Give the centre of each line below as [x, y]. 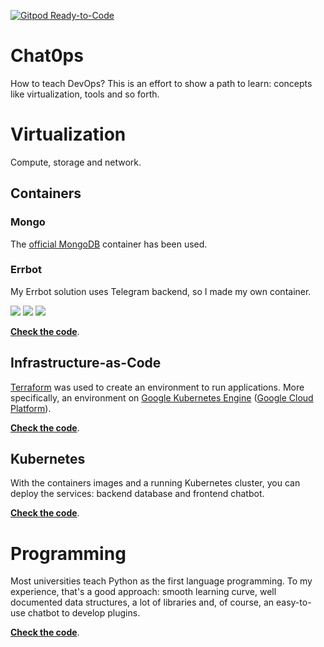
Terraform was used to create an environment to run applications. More [157, 387]
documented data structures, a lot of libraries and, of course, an [142, 602]
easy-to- [293, 602]
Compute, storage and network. [76, 162]
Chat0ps [47, 56]
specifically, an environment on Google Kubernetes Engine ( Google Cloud [162, 397]
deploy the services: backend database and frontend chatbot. [137, 494]
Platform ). [31, 408]
